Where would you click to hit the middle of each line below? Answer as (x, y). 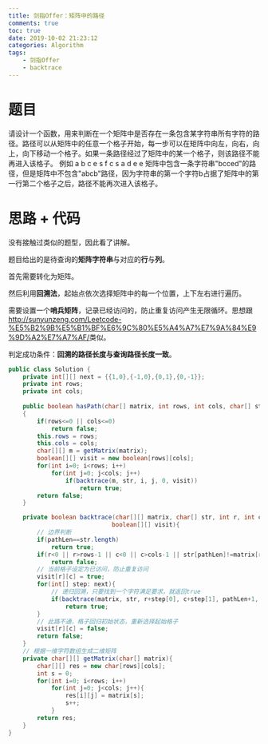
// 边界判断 (54, 532)
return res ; (57, 718)
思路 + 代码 (45, 219)
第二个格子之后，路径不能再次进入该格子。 (92, 183)
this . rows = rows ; (67, 436)
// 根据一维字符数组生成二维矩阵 (70, 651)
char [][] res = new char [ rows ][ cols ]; (101, 666)
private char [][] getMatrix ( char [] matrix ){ (98, 658)
